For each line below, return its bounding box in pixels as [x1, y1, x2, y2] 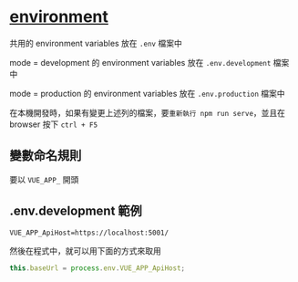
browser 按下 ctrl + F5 [9, 119, 98, 130]
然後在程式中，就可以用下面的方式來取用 [9, 245, 161, 256]
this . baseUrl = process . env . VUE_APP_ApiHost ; [9, 263, 185, 273]
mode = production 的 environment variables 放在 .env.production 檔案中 [9, 88, 285, 99]
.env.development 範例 [9, 204, 143, 219]
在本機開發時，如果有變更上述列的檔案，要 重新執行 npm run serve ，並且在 [9, 107, 285, 118]
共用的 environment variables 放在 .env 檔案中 [9, 37, 182, 48]
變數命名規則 [9, 148, 82, 163]
